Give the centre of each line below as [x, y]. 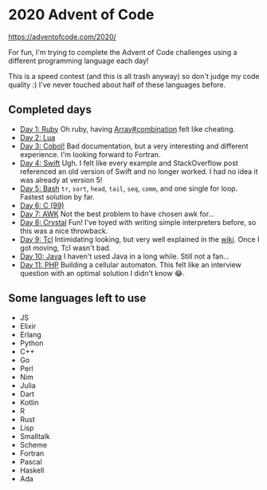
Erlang [30, 334]
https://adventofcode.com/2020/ [63, 37]
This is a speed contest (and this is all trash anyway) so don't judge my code [134, 76]
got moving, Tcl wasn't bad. [65, 247]
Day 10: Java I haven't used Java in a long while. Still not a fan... [124, 256]
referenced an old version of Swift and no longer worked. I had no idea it [139, 171]
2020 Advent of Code [81, 15]
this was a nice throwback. [64, 231]
